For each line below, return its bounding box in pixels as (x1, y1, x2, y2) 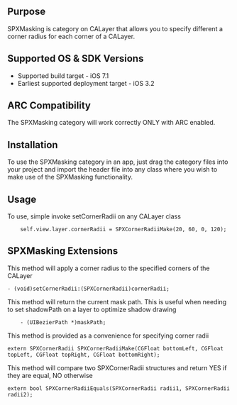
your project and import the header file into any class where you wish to (7, 165, 218, 174)
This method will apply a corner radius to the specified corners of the (7, 264, 211, 272)
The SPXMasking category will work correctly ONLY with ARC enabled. (7, 118, 216, 127)
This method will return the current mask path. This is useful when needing (7, 297, 227, 306)
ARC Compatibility (7, 99, 91, 112)
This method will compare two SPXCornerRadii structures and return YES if (7, 363, 227, 372)
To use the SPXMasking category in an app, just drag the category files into (7, 157, 228, 166)
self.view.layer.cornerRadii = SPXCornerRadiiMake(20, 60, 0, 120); (20, 226, 227, 233)
